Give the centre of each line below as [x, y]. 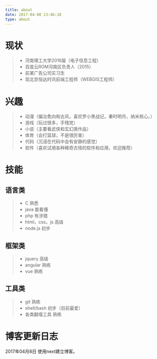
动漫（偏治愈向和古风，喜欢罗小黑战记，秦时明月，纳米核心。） [90, 117]
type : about [18, 19]
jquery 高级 [37, 259]
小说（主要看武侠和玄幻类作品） [58, 129]
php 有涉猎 [36, 216]
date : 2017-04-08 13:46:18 [33, 15]
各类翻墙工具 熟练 [43, 314]
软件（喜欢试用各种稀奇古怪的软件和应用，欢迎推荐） [80, 148]
